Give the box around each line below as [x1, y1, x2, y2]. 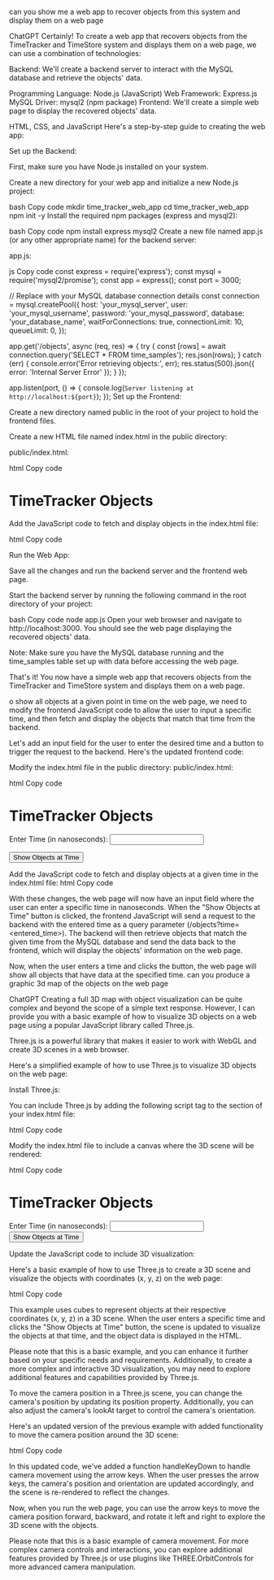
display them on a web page [9, 15, 104, 25]
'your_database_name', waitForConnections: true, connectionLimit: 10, [9, 317, 244, 326]
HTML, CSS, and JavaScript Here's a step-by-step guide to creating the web [9, 122, 266, 131]
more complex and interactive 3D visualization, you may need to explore [9, 1364, 251, 1373]
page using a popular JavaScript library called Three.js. [9, 1020, 195, 1029]
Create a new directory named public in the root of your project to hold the [9, 407, 259, 417]
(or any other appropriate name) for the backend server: [9, 235, 197, 245]
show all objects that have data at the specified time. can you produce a [9, 969, 250, 979]
